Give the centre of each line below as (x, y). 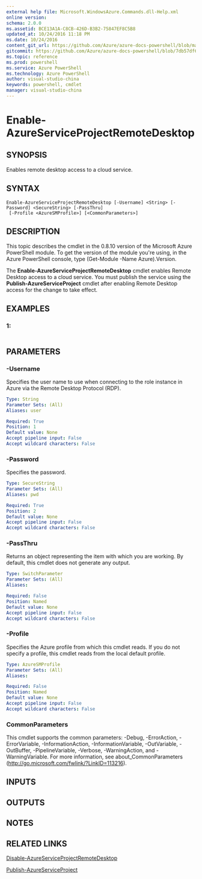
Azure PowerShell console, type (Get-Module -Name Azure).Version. (91, 259)
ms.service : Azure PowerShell (44, 68)
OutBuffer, (19, 751)
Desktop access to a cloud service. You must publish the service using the (99, 277)
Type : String (23, 399)
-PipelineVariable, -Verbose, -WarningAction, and (94, 751)
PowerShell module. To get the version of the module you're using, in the (96, 252)
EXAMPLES (28, 308)
